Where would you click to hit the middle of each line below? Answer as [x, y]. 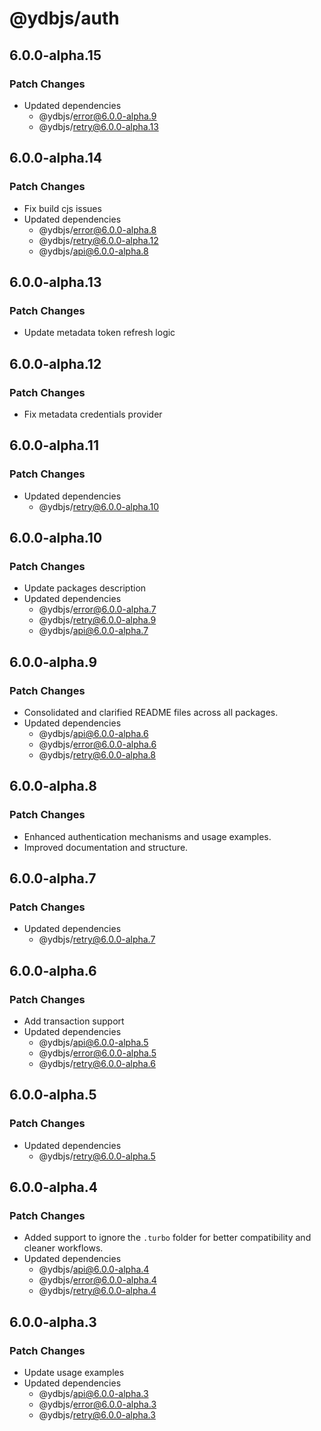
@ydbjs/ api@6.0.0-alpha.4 [94, 1269]
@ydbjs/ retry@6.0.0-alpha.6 [97, 1064]
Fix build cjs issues [62, 208]
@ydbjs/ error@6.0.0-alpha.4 [97, 1280]
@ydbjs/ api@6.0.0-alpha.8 [93, 251]
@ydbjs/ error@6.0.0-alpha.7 [97, 609]
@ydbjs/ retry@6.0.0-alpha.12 [98, 240]
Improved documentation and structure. [106, 847]
